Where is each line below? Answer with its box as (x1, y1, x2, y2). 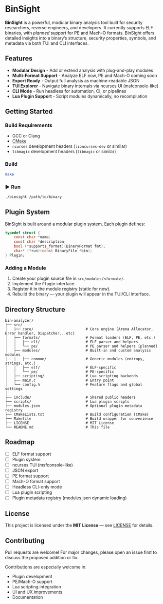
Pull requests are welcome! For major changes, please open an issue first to (5, 549, 157, 555)
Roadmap (5, 438, 35, 447)
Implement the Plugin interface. (12, 281, 76, 287)
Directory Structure (5, 305, 66, 313)
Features (5, 55, 33, 63)
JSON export (12, 467, 38, 473)
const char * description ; (14, 239, 67, 244)
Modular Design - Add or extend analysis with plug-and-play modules (12, 67, 153, 73)
